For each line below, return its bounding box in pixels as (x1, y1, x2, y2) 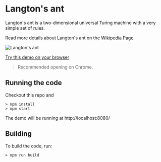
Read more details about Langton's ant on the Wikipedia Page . (5, 35, 135, 41)
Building (5, 129, 32, 138)
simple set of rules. (5, 25, 45, 31)
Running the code (5, 78, 62, 87)
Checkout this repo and (5, 92, 54, 98)
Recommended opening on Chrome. (17, 64, 93, 70)
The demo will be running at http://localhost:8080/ (5, 115, 110, 121)
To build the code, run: (5, 143, 52, 149)
